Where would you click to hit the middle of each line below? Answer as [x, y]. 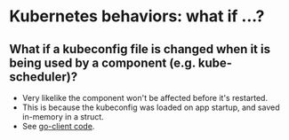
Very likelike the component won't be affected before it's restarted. [145, 98]
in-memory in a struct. [63, 117]
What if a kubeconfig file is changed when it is [140, 49]
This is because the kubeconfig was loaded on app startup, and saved [151, 107]
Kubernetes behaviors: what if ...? [137, 16]
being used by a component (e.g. [102, 62]
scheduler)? [44, 77]
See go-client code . [58, 126]
